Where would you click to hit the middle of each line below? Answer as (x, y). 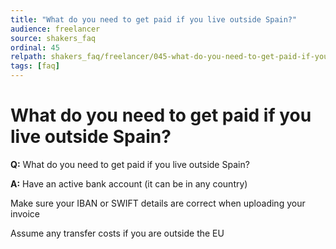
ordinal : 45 (35, 47)
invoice (25, 213)
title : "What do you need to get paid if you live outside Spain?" (154, 19)
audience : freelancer (55, 29)
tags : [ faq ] (35, 66)
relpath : (28, 57)
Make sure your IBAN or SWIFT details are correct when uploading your (158, 203)
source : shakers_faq (53, 38)
